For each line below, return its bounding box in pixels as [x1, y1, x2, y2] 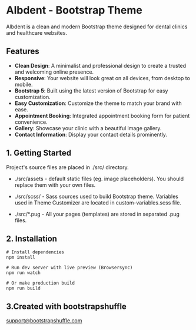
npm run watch [6, 270, 41, 276]
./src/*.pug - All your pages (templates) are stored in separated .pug [14, 210, 180, 217]
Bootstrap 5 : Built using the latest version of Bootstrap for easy [14, 87, 168, 94]
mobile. [14, 81, 34, 88]
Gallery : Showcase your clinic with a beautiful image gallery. [14, 124, 162, 131]
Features [6, 47, 39, 57]
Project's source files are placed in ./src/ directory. [6, 163, 129, 171]
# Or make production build [6, 280, 75, 286]
